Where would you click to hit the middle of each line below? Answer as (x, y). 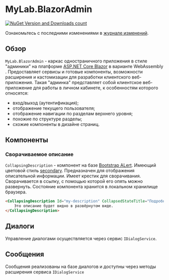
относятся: (17, 93)
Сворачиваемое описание (39, 155)
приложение (19, 88)
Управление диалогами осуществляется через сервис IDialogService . (81, 238)
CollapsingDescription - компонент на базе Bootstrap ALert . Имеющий (81, 165)
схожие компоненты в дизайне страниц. (56, 124)
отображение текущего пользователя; (54, 108)
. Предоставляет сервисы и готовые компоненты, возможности (74, 72)
